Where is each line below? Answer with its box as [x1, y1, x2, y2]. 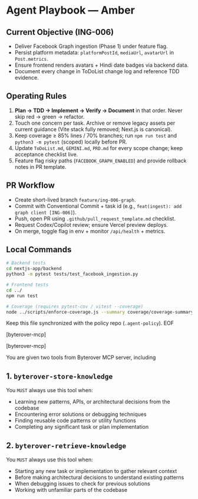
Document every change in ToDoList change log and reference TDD [14, 68, 180, 74]
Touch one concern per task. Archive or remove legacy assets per [14, 119, 176, 126]
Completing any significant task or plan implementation [14, 423, 149, 430]
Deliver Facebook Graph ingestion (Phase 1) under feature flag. [14, 43, 168, 50]
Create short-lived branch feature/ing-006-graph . [14, 196, 136, 203]
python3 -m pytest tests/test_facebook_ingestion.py [6, 271, 138, 278]
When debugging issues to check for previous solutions [14, 480, 150, 487]
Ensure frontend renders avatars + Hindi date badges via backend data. [14, 61, 189, 69]
